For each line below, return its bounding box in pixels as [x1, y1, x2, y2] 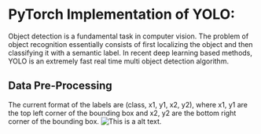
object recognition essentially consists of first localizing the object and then [8, 39, 253, 49]
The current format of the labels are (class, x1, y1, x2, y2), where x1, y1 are [8, 100, 248, 109]
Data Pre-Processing [8, 79, 112, 92]
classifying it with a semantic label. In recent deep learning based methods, [8, 48, 253, 57]
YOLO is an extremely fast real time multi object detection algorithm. [8, 56, 230, 66]
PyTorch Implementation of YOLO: [8, 5, 236, 24]
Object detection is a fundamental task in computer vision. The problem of [8, 31, 249, 41]
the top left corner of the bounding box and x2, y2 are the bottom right [8, 108, 237, 118]
